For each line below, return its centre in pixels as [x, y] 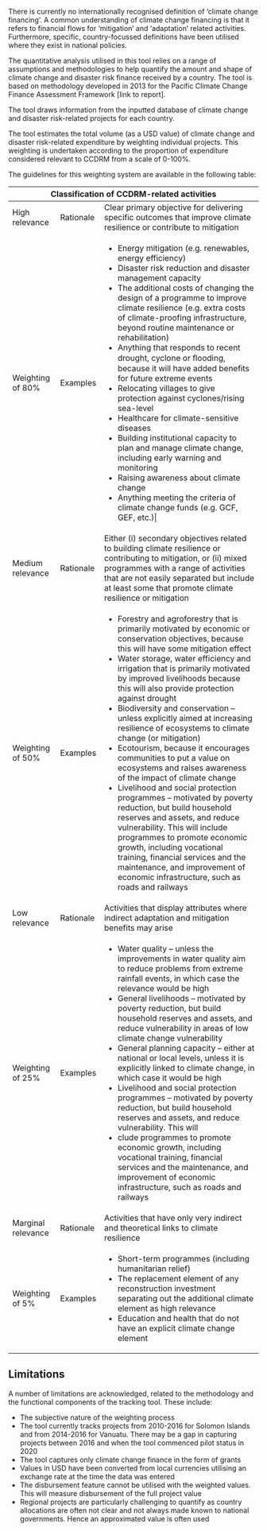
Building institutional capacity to [177, 438]
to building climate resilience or [162, 548]
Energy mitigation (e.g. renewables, [184, 248]
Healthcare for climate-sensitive [178, 418]
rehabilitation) [143, 337]
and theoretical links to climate [161, 1228]
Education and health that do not [179, 1318]
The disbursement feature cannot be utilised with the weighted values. [135, 1485]
